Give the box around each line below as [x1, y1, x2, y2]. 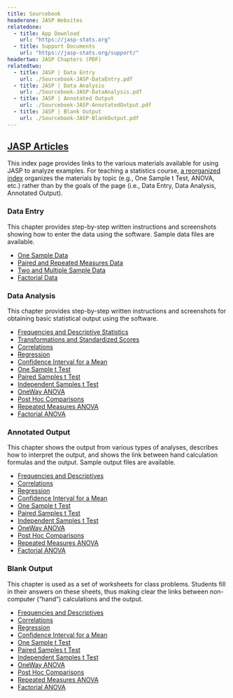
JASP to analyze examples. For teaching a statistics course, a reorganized [7, 166, 221, 175]
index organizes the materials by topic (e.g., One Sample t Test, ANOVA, [7, 174, 215, 182]
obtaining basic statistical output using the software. [7, 314, 159, 323]
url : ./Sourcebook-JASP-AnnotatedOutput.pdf [20, 102, 152, 109]
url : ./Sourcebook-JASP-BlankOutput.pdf [20, 114, 139, 121]
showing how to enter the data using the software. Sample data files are [7, 229, 215, 239]
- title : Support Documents [13, 43, 96, 50]
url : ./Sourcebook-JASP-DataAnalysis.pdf [20, 88, 142, 95]
